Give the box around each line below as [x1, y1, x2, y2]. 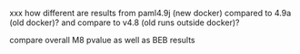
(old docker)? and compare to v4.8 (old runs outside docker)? [9, 17, 240, 28]
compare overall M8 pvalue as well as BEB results [9, 35, 195, 45]
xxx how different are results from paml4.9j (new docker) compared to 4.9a [9, 8, 292, 18]
